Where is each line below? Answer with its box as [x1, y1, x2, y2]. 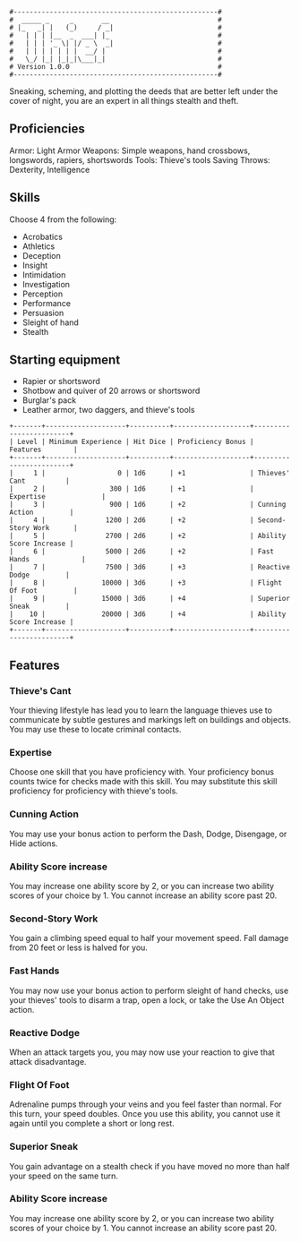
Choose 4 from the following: [9, 214, 117, 225]
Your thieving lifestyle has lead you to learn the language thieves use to [9, 705, 273, 715]
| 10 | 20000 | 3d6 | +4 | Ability [9, 610, 287, 619]
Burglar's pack [21, 395, 77, 406]
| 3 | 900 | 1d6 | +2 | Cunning [9, 501, 287, 510]
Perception [21, 288, 64, 299]
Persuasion [21, 307, 64, 318]
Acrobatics [21, 231, 63, 242]
